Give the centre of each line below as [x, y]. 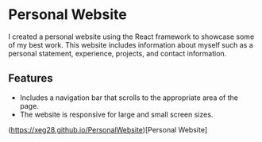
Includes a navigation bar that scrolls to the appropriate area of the [129, 98]
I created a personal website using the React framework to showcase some [131, 36]
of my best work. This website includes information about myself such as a [131, 44]
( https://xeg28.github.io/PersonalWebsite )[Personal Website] [108, 129]
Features [31, 78]
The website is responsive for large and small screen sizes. [116, 114]
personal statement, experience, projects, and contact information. [118, 53]
